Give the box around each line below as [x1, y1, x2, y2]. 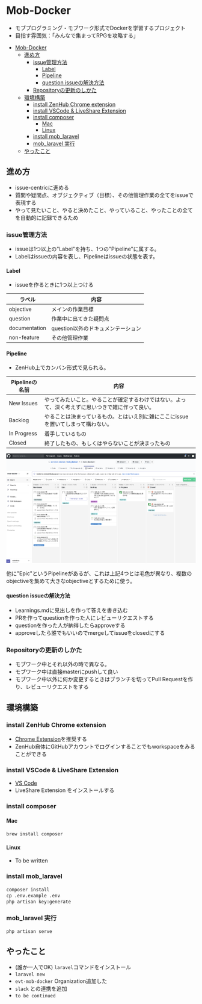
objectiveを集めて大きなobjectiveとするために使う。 [6, 577, 136, 584]
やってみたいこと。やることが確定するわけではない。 [44, 396, 176, 404]
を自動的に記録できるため [14, 214, 79, 221]
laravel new [14, 971, 45, 977]
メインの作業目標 [51, 305, 94, 313]
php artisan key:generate [6, 899, 71, 905]
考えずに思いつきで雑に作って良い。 [65, 404, 155, 411]
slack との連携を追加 [14, 985, 67, 992]
